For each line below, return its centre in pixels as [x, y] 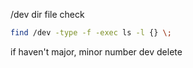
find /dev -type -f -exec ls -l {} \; [91, 33]
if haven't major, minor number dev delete [96, 51]
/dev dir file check [47, 14]
